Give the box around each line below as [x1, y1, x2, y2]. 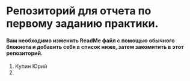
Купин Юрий [14, 63, 47, 70]
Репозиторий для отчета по [6, 4, 152, 18]
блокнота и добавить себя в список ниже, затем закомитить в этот [6, 43, 185, 50]
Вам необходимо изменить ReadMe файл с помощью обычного [6, 37, 176, 44]
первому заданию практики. [6, 17, 159, 30]
